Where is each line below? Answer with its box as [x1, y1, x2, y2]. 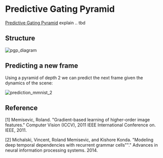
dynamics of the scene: [5, 80, 53, 86]
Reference [5, 104, 38, 112]
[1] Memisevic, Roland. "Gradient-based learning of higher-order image [5, 117, 150, 123]
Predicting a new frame [5, 62, 78, 70]
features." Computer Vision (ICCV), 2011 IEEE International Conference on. [5, 122, 156, 128]
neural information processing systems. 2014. [5, 147, 98, 154]
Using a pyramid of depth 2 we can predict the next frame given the [5, 75, 143, 80]
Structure [5, 34, 36, 42]
